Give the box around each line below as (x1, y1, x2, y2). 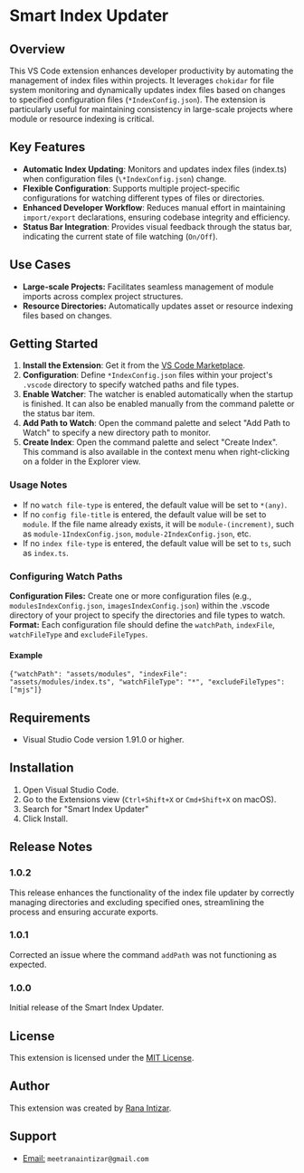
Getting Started (9, 336, 99, 352)
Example (9, 649, 43, 660)
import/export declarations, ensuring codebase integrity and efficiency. (22, 212, 290, 222)
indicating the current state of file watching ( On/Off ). (22, 231, 219, 241)
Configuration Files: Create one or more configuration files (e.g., (9, 591, 252, 601)
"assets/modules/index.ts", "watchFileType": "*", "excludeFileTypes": (9, 677, 285, 687)
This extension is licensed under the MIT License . (9, 1052, 195, 1063)
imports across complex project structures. (22, 290, 184, 301)
